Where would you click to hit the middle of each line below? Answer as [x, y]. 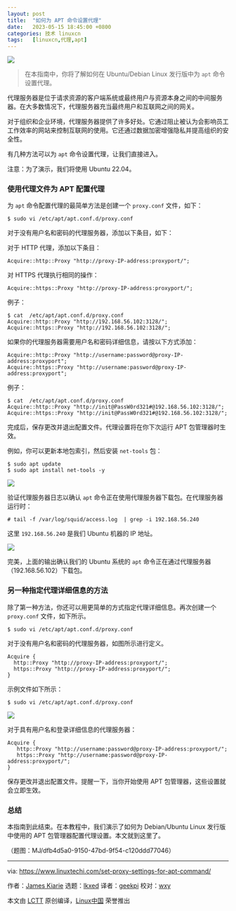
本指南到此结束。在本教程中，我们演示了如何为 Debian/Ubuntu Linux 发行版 [117, 827]
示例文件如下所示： [35, 689]
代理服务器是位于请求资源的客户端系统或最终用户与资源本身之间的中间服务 [115, 98]
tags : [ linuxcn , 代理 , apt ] [47, 40]
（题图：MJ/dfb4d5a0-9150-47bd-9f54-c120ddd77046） [91, 851]
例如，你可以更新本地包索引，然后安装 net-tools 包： [85, 451]
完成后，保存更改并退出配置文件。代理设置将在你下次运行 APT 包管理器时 [113, 427]
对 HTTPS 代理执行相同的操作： [53, 275]
